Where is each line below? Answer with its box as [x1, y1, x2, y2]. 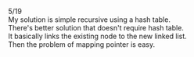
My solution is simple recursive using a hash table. [8, 15, 171, 24]
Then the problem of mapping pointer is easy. [8, 40, 155, 49]
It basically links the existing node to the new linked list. [8, 31, 188, 41]
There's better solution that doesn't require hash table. [8, 23, 184, 32]
